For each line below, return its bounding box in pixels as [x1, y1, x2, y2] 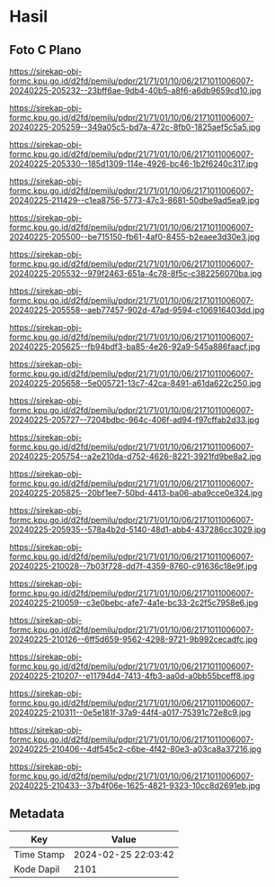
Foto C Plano [9, 42, 82, 58]
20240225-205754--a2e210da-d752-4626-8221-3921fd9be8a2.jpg [9, 451, 262, 461]
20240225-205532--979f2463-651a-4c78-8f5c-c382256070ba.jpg [9, 268, 262, 278]
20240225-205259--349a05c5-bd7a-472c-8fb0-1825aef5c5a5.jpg [9, 122, 261, 132]
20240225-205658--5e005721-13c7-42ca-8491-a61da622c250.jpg [9, 378, 262, 388]
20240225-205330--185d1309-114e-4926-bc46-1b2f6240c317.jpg [9, 158, 259, 168]
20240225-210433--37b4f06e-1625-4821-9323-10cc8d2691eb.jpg [9, 781, 261, 791]
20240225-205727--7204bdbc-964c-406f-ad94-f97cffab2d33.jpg [9, 414, 260, 425]
